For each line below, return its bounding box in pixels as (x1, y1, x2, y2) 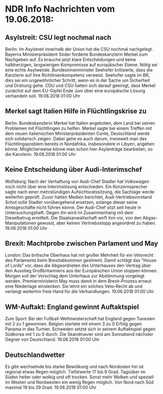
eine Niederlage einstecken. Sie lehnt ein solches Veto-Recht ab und (5, 284, 143, 289)
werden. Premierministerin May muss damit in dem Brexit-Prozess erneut (5, 278, 152, 284)
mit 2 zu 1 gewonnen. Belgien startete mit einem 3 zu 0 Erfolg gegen (5, 321, 142, 327)
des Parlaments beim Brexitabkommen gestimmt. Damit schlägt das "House (5, 258, 157, 263)
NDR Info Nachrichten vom (5, 3, 115, 15)
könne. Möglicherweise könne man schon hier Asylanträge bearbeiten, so (5, 146, 153, 152)
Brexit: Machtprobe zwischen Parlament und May (5, 240, 158, 248)
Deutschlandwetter (5, 350, 65, 359)
